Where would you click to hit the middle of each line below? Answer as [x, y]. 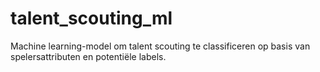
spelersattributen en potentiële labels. [88, 56]
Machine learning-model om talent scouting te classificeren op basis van [160, 46]
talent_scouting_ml [91, 18]
